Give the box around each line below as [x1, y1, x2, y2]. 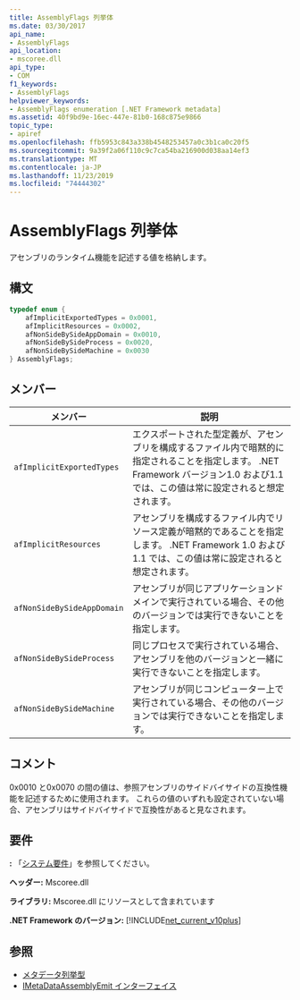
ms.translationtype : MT [9, 154, 98, 164]
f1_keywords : [9, 80, 58, 89]
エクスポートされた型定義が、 [132, 428, 257, 440]
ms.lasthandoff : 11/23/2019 [9, 171, 114, 180]
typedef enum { [9, 305, 66, 314]
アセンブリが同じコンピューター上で [132, 682, 284, 695]
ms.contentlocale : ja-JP [9, 163, 102, 172]
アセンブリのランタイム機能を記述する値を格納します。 [9, 252, 212, 263]
